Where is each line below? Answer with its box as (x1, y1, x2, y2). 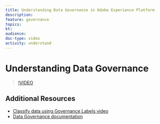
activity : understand (5, 41, 52, 46)
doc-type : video (5, 36, 40, 41)
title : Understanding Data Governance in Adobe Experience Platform (5, 7, 155, 13)
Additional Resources (5, 94, 75, 103)
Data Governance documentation (12, 113, 83, 119)
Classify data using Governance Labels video (12, 108, 109, 114)
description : (5, 12, 33, 17)
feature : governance (5, 17, 50, 22)
